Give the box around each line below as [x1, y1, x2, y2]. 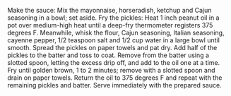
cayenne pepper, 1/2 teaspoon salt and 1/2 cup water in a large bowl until [7, 36, 220, 44]
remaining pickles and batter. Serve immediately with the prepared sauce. [7, 81, 222, 89]
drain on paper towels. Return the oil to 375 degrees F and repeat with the [7, 73, 223, 82]
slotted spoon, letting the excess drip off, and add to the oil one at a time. [7, 59, 220, 66]
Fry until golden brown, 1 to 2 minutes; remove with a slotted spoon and [7, 66, 215, 74]
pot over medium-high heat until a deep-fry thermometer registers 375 [7, 21, 213, 29]
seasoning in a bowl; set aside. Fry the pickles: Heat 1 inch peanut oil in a [7, 13, 220, 22]
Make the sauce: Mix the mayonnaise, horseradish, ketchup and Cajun [7, 6, 212, 14]
